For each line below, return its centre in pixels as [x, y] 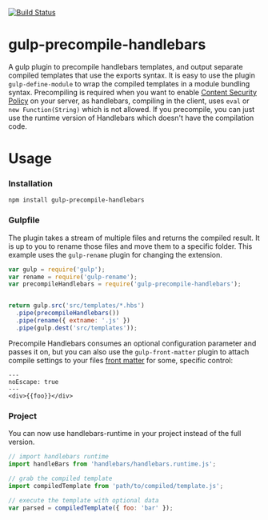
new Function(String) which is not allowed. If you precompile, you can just [132, 109]
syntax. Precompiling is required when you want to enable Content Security [133, 92]
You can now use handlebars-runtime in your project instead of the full [125, 434]
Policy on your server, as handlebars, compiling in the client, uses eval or [129, 101]
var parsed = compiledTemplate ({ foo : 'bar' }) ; [91, 508]
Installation [31, 184]
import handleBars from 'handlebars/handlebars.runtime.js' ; [112, 464]
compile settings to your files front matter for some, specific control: [121, 360]
